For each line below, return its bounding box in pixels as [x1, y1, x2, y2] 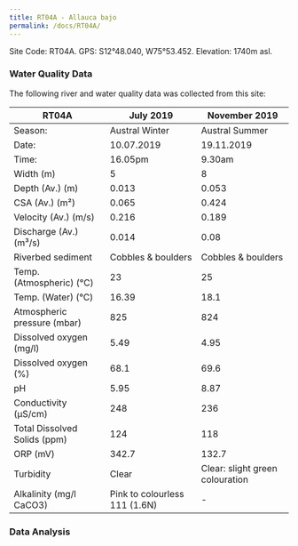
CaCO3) [13, 499, 49, 511]
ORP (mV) [13, 447, 55, 460]
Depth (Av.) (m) [13, 181, 79, 194]
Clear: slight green [200, 462, 278, 474]
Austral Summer [200, 124, 269, 136]
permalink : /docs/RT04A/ [9, 21, 101, 30]
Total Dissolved [13, 422, 78, 434]
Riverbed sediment [13, 251, 93, 263]
